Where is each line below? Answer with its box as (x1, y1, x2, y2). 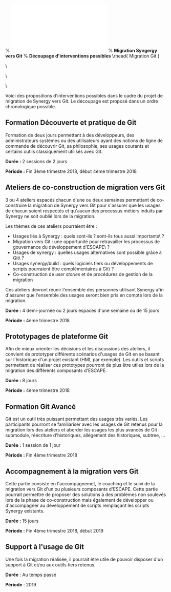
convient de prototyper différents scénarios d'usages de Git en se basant (5, 351, 160, 358)
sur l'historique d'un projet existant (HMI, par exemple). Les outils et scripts (5, 357, 164, 363)
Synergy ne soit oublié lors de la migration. (5, 213, 96, 219)
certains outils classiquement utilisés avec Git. (5, 148, 103, 154)
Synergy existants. (5, 508, 45, 514)
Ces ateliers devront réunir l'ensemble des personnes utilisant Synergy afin (5, 286, 164, 292)
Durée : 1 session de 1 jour (5, 442, 61, 448)
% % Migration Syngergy (5, 48, 158, 53)
